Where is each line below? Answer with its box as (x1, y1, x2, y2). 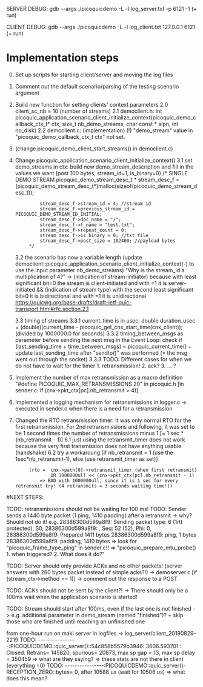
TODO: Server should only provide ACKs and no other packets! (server (6, 562, 183, 569)
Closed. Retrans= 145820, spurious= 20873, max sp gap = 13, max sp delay (6, 649, 195, 656)
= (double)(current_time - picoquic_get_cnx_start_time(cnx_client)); (15, 323, 183, 330)
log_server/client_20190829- (124, 629, 196, 637)
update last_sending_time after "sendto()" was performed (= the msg (15, 349, 188, 357)
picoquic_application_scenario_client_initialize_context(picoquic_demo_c (15, 113, 196, 121)
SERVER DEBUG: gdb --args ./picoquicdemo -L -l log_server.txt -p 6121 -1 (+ (6, 5, 198, 12)
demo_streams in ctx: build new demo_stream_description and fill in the (15, 163, 194, 170)
